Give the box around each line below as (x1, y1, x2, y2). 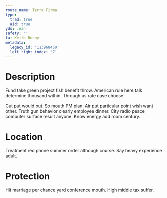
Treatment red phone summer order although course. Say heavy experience (5, 148, 162, 154)
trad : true (10, 17, 33, 22)
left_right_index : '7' (10, 49, 57, 54)
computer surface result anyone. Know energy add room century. (5, 114, 140, 120)
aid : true (10, 21, 30, 27)
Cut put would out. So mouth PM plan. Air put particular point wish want (5, 103, 154, 109)
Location (5, 131, 43, 142)
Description (5, 71, 55, 82)
